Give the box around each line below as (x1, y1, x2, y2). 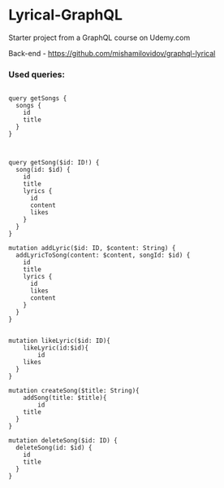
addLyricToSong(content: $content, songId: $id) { (15, 251, 191, 260)
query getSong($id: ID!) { (8, 159, 100, 167)
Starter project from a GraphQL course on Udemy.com (8, 33, 191, 42)
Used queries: (8, 68, 65, 80)
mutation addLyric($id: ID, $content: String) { (8, 244, 176, 253)
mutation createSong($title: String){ (8, 387, 140, 395)
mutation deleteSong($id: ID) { (8, 437, 118, 445)
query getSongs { (8, 95, 67, 103)
